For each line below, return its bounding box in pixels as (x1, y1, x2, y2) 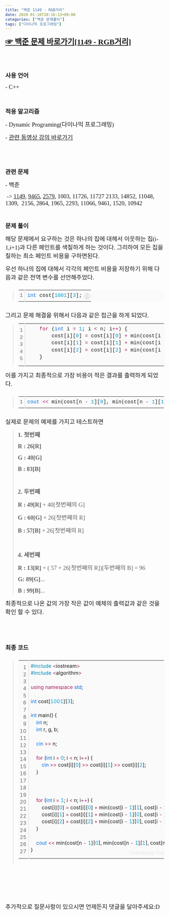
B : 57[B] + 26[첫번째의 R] (17, 527, 84, 534)
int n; (36, 719, 48, 726)
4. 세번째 (17, 551, 40, 559)
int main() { (30, 712, 57, 719)
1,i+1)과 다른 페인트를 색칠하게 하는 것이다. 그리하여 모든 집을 (5, 244, 163, 251)
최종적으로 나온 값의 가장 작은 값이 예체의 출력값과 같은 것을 (5, 600, 160, 607)
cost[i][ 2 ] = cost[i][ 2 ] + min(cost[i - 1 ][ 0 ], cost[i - (41, 818, 163, 825)
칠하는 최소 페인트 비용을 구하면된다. (5, 252, 100, 260)
